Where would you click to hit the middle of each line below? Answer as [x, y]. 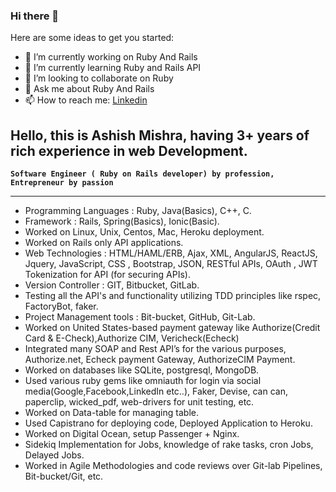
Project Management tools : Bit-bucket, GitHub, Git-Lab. [140, 317]
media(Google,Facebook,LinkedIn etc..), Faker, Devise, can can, [156, 391]
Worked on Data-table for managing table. [111, 413]
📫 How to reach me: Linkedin [86, 100]
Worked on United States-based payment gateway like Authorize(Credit [172, 328]
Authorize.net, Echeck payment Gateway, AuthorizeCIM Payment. [160, 360]
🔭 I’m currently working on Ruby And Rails [111, 57]
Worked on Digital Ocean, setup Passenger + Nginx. [132, 434]
